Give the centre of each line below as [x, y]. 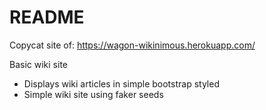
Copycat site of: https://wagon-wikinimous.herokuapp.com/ [132, 45]
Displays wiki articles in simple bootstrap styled [121, 83]
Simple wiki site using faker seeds [93, 94]
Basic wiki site [38, 64]
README [47, 17]
